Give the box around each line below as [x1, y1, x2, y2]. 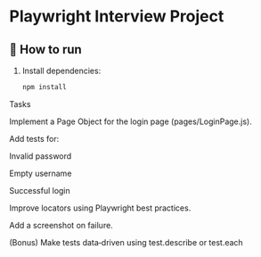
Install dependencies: [21, 65, 102, 76]
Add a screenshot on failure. [9, 220, 113, 230]
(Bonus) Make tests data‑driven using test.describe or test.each [9, 236, 243, 247]
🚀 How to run [9, 42, 82, 57]
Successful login [9, 185, 71, 195]
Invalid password [9, 150, 72, 162]
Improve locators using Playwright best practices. [9, 203, 192, 213]
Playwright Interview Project [9, 6, 224, 27]
